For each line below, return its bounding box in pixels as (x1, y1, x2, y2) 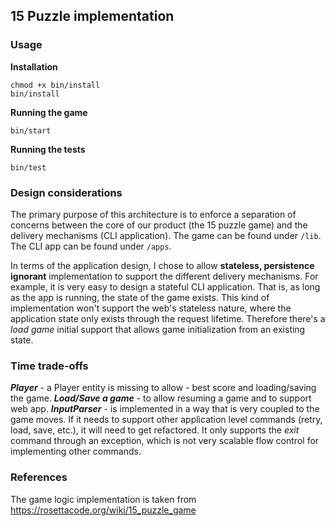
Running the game (10, 106, 88, 118)
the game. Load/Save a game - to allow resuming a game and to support (10, 392, 312, 404)
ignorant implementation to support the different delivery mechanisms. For (10, 270, 319, 282)
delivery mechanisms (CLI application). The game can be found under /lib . (10, 229, 322, 241)
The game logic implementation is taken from (10, 493, 197, 505)
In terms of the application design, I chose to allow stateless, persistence (10, 259, 315, 271)
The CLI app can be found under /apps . (10, 240, 172, 252)
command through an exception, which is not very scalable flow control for (10, 435, 320, 447)
